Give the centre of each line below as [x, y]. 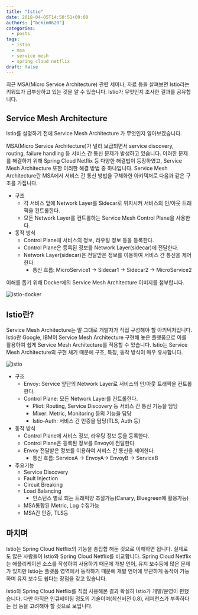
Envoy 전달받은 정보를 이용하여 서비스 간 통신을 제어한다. [89, 451]
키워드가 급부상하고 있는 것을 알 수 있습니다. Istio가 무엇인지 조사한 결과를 [91, 92]
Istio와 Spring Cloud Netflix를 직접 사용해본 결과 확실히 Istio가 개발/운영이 [92, 591]
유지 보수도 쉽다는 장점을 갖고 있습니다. [62, 578]
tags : [13, 39]
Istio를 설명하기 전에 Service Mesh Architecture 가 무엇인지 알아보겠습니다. [94, 134]
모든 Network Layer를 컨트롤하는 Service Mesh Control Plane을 [99, 218]
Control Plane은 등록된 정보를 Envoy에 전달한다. [79, 443]
